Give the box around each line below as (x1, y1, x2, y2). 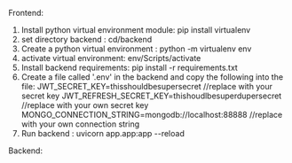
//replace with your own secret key (20, 100, 149, 110)
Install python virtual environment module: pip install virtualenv (20, 25, 251, 35)
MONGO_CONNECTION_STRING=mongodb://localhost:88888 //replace (20, 110, 283, 120)
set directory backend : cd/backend (20, 35, 153, 44)
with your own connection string (20, 119, 140, 129)
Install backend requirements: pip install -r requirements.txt (20, 62, 239, 73)
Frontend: (8, 8, 44, 18)
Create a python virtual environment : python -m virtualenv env (20, 43, 252, 54)
